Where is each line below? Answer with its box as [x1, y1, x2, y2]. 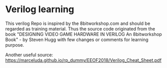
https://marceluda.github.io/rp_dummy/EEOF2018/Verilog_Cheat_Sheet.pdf [5, 57, 162, 63]
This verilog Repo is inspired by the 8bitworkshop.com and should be [5, 20, 151, 26]
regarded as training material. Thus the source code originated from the [5, 25, 155, 31]
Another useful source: [5, 52, 53, 58]
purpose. [5, 42, 24, 48]
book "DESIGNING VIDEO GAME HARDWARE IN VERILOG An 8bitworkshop [5, 31, 162, 37]
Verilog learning [5, 4, 75, 15]
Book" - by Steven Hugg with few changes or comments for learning [5, 37, 149, 43]
